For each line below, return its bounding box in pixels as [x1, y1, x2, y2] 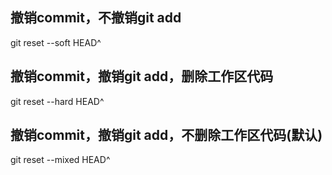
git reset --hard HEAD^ [10, 95, 105, 107]
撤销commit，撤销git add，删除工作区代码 [10, 68, 274, 85]
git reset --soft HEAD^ [10, 36, 102, 48]
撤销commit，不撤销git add [10, 9, 182, 27]
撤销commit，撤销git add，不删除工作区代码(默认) [10, 127, 323, 144]
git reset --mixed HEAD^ [10, 154, 111, 166]
